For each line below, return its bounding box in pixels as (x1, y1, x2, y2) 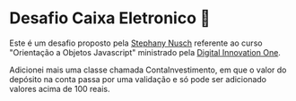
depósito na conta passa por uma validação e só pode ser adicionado (9, 73, 267, 84)
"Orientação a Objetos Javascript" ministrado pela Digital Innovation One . (9, 46, 281, 57)
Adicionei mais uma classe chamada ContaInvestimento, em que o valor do (9, 64, 287, 75)
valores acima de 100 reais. (9, 83, 110, 94)
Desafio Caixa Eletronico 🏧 (9, 8, 211, 29)
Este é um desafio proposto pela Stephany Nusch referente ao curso (9, 38, 263, 48)
